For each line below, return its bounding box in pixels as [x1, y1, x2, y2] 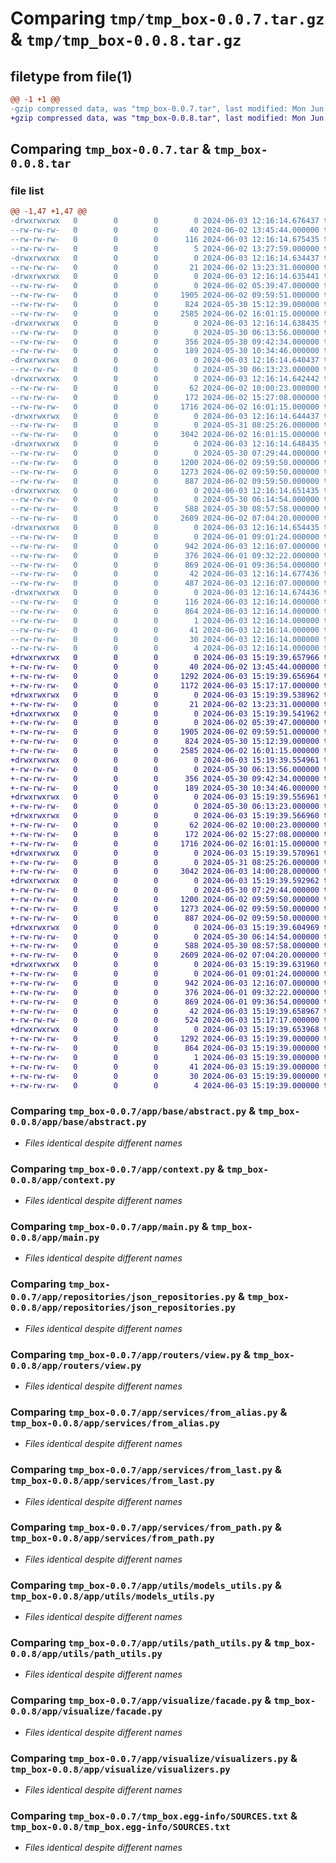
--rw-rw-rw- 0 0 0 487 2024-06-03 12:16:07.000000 [10, 578, 320, 589]
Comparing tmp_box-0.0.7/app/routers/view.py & [10, 1347, 251, 1361]
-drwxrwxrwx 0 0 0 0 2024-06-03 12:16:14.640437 [10, 355, 320, 366]
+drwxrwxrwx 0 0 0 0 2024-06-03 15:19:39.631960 [10, 960, 320, 970]
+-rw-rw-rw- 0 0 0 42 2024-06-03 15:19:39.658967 [10, 1006, 320, 1016]
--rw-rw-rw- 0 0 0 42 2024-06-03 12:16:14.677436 [10, 569, 320, 579]
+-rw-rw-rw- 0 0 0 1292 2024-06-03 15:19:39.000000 [10, 1034, 320, 1044]
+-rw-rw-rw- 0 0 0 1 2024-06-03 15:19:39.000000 [10, 1052, 320, 1062]
